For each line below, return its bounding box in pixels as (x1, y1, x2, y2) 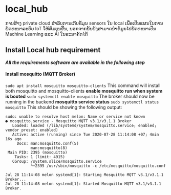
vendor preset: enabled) (5, 127, 58, 133)
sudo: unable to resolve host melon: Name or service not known (5, 114, 145, 119)
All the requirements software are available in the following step (5, 59, 145, 66)
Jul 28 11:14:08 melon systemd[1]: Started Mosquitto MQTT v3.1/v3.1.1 (5, 181, 161, 186)
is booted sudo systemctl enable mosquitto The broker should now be (5, 93, 155, 99)
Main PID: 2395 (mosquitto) (7, 149, 68, 155)
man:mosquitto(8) (30, 145, 68, 150)
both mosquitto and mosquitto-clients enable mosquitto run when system (5, 88, 163, 94)
